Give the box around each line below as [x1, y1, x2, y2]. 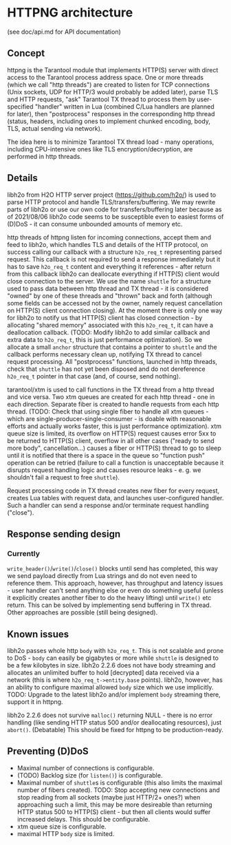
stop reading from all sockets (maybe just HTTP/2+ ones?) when [16, 793, 201, 801]
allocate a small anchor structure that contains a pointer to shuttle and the [7, 343, 218, 351]
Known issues [7, 628, 69, 640]
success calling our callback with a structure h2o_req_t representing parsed [7, 248, 222, 256]
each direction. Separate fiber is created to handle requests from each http [7, 400, 219, 408]
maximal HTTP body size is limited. [16, 829, 115, 837]
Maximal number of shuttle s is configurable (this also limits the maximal [16, 778, 223, 787]
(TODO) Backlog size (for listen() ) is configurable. [16, 771, 163, 779]
